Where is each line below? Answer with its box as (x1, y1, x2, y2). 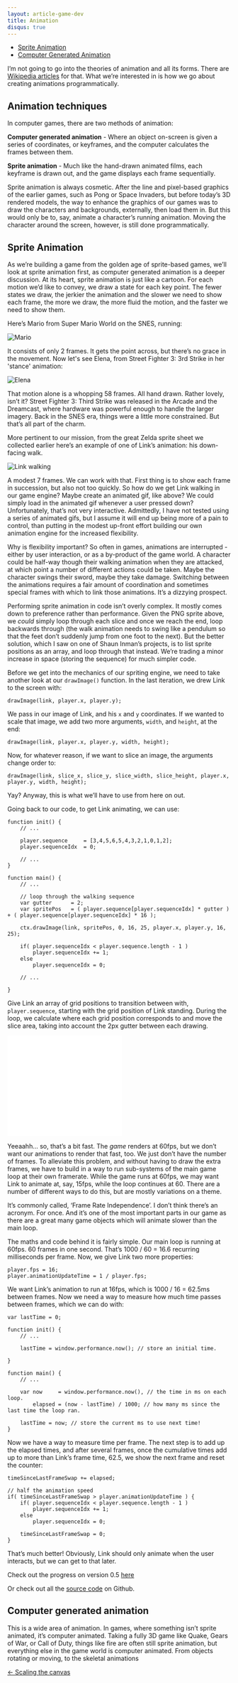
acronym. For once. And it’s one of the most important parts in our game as (7, 1209, 227, 1217)
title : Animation (7, 17, 59, 24)
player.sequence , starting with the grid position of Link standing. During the (7, 1006, 227, 1015)
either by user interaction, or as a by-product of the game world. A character (7, 550, 231, 559)
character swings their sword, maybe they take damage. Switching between (7, 573, 229, 581)
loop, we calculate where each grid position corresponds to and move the (7, 1014, 223, 1022)
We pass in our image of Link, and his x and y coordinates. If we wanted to (7, 710, 225, 718)
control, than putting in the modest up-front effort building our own (7, 522, 203, 529)
